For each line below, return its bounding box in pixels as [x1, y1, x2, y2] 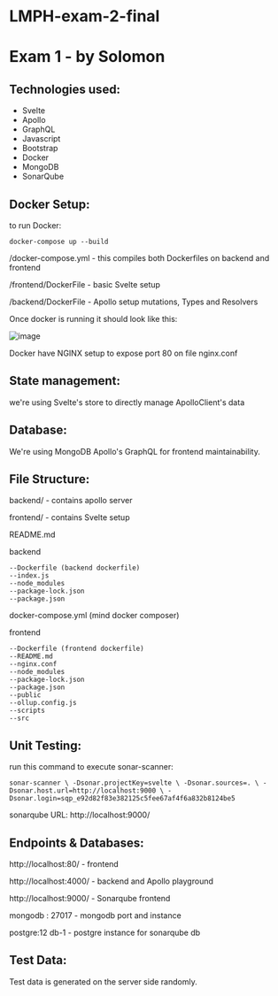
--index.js [9, 571, 50, 580]
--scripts [9, 706, 46, 716]
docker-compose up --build [9, 237, 109, 246]
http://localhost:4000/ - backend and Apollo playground [9, 876, 214, 886]
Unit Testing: [9, 738, 82, 753]
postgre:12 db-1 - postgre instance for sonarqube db [9, 927, 201, 939]
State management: [9, 373, 121, 388]
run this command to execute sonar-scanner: [9, 762, 174, 772]
